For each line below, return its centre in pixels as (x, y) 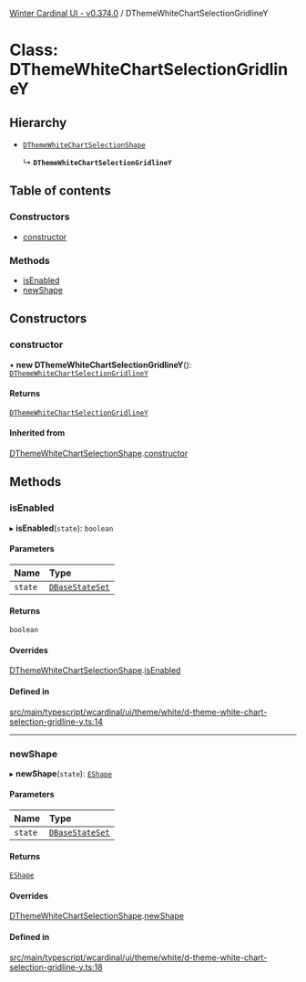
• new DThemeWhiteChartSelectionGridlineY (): (101, 364)
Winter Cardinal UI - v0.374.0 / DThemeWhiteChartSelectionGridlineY (139, 13)
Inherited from (37, 433)
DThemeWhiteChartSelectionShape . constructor (99, 454)
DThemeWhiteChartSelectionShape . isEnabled (95, 671)
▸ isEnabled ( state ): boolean (61, 528)
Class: (34, 50)
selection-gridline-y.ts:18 (56, 966)
